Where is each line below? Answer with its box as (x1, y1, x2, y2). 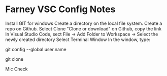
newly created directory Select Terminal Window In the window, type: (5, 36, 151, 43)
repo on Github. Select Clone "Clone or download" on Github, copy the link (5, 25, 161, 31)
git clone (5, 56, 24, 62)
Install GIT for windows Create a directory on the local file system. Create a (5, 20, 162, 26)
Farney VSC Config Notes (5, 4, 116, 15)
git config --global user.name (5, 46, 67, 52)
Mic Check (5, 66, 28, 72)
